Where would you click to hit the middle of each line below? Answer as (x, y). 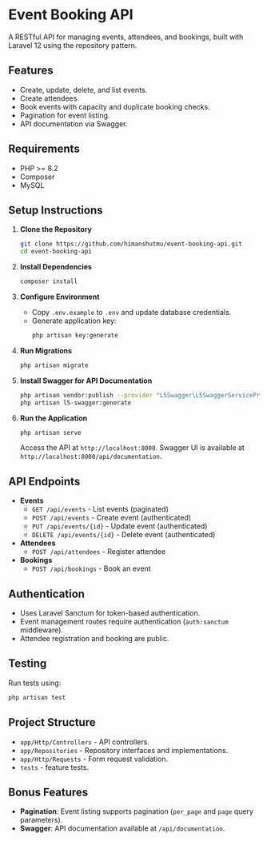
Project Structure (52, 722)
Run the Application (54, 418)
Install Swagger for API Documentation (86, 381)
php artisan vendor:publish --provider (86, 395)
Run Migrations (46, 350)
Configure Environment (60, 297)
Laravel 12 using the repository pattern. (73, 45)
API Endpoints (44, 481)
